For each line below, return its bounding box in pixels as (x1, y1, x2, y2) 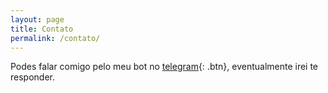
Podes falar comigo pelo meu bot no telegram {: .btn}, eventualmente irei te (10, 61, 319, 73)
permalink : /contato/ (10, 33, 101, 43)
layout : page (10, 14, 65, 25)
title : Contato (10, 24, 74, 34)
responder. (10, 71, 55, 83)
